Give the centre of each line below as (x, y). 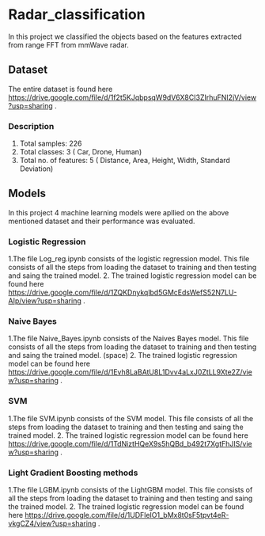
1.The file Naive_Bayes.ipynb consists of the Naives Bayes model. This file (129, 339)
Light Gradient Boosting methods (73, 473)
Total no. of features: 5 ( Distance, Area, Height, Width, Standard (125, 161)
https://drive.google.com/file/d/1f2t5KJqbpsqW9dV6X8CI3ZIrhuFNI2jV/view (132, 97)
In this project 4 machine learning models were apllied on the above (119, 212)
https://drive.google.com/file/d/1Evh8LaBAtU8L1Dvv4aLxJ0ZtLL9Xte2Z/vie (131, 372)
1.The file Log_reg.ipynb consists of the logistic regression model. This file (129, 259)
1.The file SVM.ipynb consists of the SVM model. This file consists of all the (131, 418)
